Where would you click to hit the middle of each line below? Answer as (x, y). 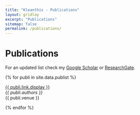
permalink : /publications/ (33, 29)
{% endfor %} (20, 108)
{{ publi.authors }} (24, 93)
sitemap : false (21, 24)
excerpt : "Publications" (31, 19)
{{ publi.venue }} (22, 98)
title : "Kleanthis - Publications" (42, 10)
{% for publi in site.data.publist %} (41, 77)
